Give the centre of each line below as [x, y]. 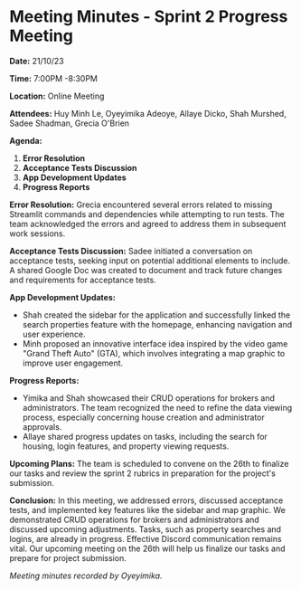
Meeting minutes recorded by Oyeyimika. [86, 576]
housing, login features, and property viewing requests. [126, 446]
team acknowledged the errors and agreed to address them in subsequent [148, 224]
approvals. [42, 426]
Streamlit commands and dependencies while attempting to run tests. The [147, 214]
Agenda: [26, 140]
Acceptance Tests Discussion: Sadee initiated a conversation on [131, 251]
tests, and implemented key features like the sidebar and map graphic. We [148, 509]
